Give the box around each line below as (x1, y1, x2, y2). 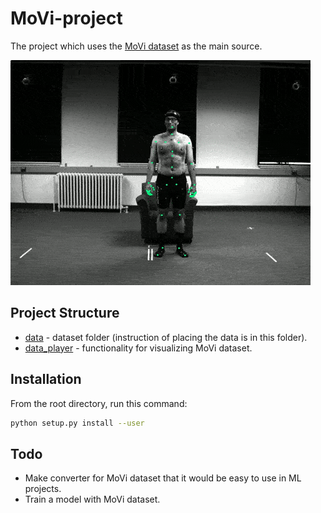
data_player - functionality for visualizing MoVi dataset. (24, 342, 253, 354)
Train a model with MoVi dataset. (24, 493, 161, 506)
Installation (10, 371, 82, 388)
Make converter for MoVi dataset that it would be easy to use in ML (24, 472, 302, 484)
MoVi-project (10, 7, 123, 30)
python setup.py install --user (10, 418, 145, 428)
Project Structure (10, 305, 120, 322)
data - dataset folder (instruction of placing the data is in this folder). (24, 331, 308, 343)
